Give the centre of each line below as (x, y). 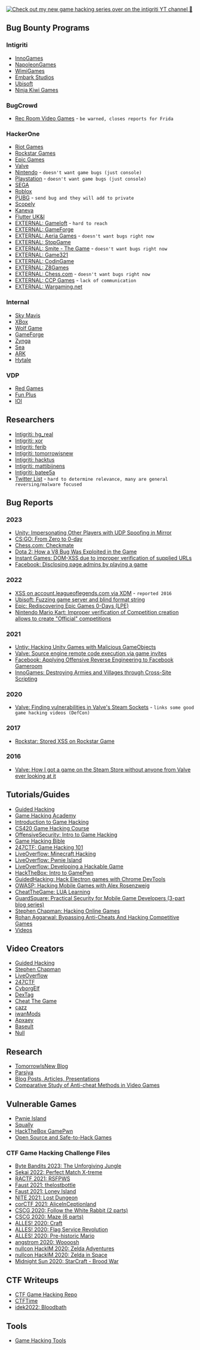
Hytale (23, 359)
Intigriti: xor (29, 440)
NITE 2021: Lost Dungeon (46, 1198)
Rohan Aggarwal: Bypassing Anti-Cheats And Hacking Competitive (97, 917)
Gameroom (29, 666)
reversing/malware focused (48, 484)
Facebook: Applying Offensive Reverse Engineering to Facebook (94, 659)
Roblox (23, 191)
